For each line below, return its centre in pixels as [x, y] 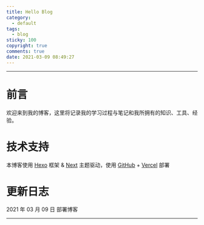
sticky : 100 [21, 40]
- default [24, 23]
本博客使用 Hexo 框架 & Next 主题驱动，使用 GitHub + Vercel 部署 [88, 165]
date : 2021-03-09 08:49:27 [40, 57]
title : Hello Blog [29, 12]
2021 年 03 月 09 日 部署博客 [42, 209]
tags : [13, 29]
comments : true [25, 52]
